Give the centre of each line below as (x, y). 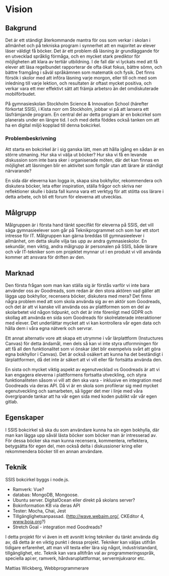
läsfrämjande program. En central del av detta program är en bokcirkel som (83, 114)
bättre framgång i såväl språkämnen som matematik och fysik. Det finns (80, 72)
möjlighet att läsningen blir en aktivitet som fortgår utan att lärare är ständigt (84, 166)
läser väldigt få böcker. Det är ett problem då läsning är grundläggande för (82, 51)
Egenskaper (25, 418)
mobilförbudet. (21, 94)
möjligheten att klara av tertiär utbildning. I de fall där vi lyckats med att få (81, 61)
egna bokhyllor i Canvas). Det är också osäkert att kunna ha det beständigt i (84, 354)
